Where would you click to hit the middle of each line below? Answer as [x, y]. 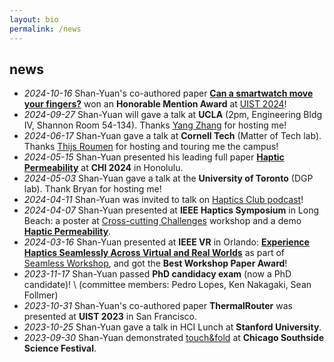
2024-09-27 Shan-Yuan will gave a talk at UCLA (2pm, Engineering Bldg [173, 115]
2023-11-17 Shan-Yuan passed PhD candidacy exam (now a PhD [157, 274]
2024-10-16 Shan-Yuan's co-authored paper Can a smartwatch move [168, 93]
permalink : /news [45, 29]
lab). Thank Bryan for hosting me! [92, 189]
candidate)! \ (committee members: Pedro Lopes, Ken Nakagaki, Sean [167, 285]
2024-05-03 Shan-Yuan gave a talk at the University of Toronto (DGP [168, 178]
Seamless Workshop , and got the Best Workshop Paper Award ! [155, 263]
